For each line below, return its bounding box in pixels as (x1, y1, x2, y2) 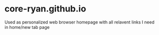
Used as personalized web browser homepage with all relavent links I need (4, 19, 155, 25)
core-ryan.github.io (4, 3, 86, 14)
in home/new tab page (4, 24, 50, 30)
